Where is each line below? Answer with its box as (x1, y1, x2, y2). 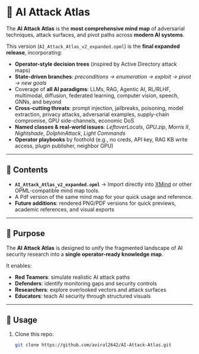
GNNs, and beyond (14, 98, 62, 105)
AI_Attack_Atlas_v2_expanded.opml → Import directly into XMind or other (14, 181, 192, 188)
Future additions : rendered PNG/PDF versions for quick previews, (14, 199, 176, 207)
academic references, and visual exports (14, 205, 114, 213)
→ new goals (14, 79, 47, 86)
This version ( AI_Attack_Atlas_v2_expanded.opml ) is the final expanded (6, 43, 180, 50)
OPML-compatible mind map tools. (14, 186, 100, 194)
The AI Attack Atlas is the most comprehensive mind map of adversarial (6, 25, 185, 32)
